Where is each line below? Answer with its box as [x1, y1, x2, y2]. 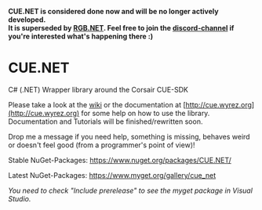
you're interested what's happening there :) [8, 31, 154, 41]
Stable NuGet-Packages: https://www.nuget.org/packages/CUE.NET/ [8, 155, 231, 165]
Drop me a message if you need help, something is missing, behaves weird [8, 132, 250, 141]
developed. [8, 15, 46, 24]
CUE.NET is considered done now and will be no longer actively [8, 7, 219, 16]
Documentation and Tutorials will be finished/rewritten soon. [8, 117, 203, 126]
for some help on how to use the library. [81, 108, 210, 118]
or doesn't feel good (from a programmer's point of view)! [8, 140, 195, 150]
